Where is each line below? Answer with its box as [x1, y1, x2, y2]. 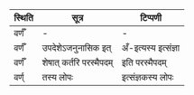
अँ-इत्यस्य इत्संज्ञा [121, 42, 180, 53]
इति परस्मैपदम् [121, 56, 167, 69]
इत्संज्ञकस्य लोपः [121, 71, 174, 83]
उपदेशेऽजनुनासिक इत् [42, 42, 112, 53]
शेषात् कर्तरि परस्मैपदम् [42, 56, 114, 69]
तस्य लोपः [42, 71, 74, 83]
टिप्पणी [139, 12, 162, 24]
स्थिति [14, 12, 33, 24]
